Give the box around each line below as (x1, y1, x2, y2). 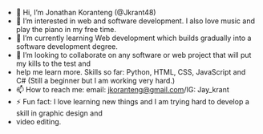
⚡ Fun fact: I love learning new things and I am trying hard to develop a (15, 97, 250, 106)
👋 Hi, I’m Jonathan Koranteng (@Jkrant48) (15, 8, 156, 17)
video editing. (15, 117, 62, 126)
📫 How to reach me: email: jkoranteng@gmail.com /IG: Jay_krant (15, 85, 230, 94)
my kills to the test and (15, 59, 91, 68)
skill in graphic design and (15, 108, 103, 118)
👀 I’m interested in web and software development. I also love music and (15, 16, 255, 26)
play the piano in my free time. (15, 25, 116, 34)
